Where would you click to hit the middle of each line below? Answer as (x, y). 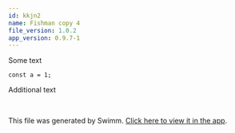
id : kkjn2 (25, 16)
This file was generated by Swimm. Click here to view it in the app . (118, 121)
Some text (25, 61)
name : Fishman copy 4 (44, 23)
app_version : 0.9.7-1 (44, 38)
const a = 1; (30, 75)
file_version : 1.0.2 (43, 30)
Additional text (32, 90)
